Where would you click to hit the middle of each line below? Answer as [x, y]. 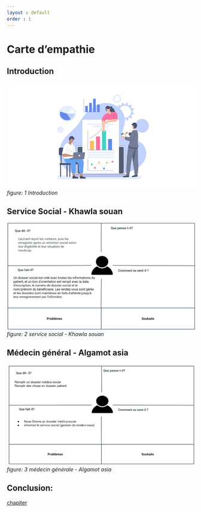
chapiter [17, 502]
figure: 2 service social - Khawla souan [55, 334]
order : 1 [19, 19]
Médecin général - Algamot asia [68, 353]
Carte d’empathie [51, 49]
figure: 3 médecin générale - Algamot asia [59, 470]
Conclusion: [30, 488]
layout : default [28, 13]
